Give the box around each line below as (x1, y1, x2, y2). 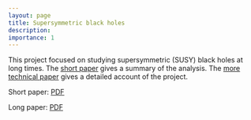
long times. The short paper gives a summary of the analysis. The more (8, 64, 241, 73)
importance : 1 (8, 33, 55, 42)
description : (8, 26, 51, 34)
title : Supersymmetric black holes (8, 19, 126, 27)
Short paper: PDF (8, 88, 65, 97)
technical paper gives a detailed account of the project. (8, 72, 188, 81)
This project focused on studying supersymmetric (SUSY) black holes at (8, 55, 243, 65)
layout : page (8, 11, 51, 20)
